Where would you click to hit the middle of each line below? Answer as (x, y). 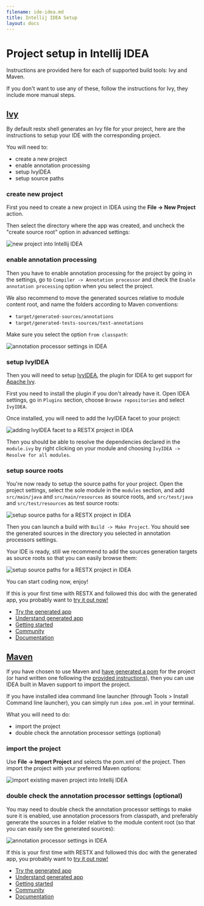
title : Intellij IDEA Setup (42, 18)
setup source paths (39, 179)
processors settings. (32, 540)
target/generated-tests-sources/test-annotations (79, 323)
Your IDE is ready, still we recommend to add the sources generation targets (102, 551)
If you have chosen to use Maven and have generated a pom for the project (101, 671)
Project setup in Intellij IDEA (78, 53)
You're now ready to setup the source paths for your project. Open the (95, 484)
